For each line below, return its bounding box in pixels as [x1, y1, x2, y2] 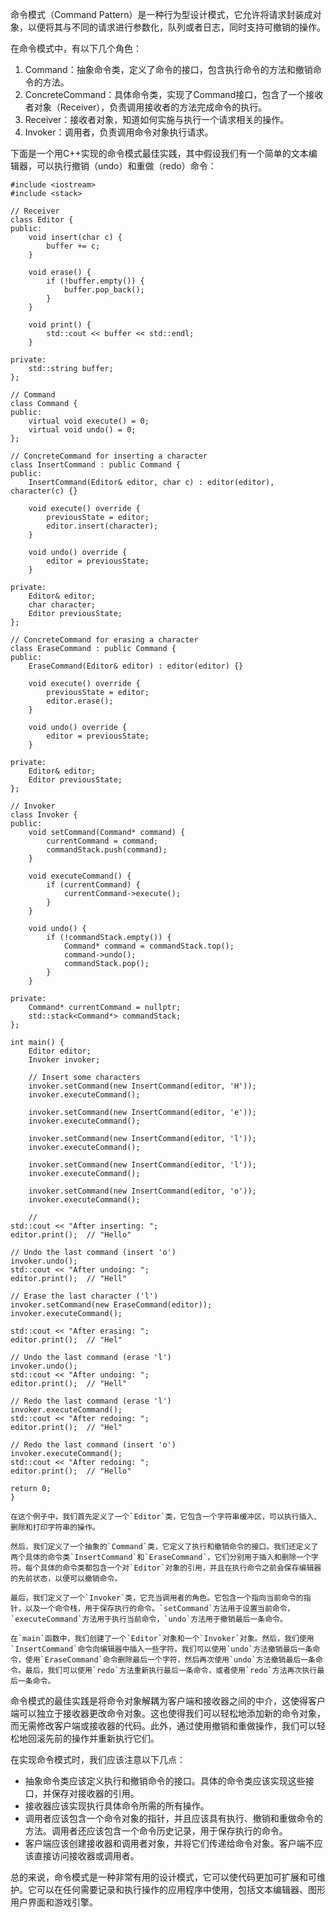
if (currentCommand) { [46, 880, 141, 890]
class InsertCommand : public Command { [10, 460, 182, 470]
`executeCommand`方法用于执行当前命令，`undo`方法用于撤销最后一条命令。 [10, 1614, 288, 1624]
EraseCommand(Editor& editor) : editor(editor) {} [28, 661, 244, 671]
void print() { [28, 320, 92, 330]
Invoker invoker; [28, 1055, 101, 1065]
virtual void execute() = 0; [28, 416, 150, 426]
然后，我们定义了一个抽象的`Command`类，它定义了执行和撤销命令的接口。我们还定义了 [10, 1542, 319, 1552]
